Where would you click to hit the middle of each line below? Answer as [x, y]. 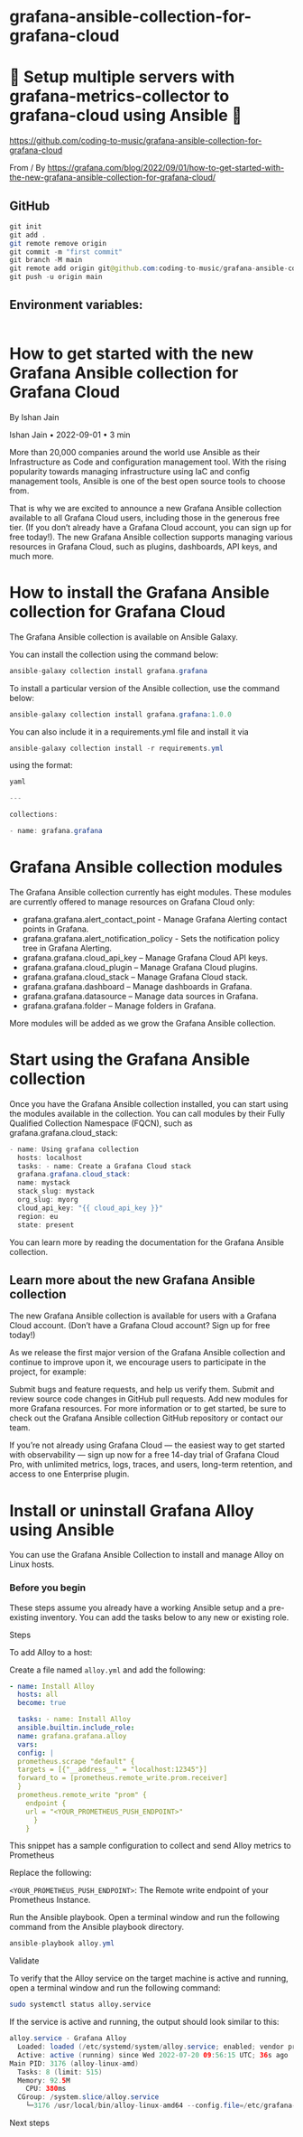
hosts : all [38, 1695]
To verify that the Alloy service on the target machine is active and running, [149, 1978]
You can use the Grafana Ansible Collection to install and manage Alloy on [147, 1555]
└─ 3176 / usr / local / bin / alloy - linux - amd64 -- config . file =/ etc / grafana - [161, 2106]
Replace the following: [50, 1873]
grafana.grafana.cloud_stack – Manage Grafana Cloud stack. [135, 977]
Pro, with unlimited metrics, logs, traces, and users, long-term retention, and [151, 1465]
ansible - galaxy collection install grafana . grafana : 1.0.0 [120, 714]
